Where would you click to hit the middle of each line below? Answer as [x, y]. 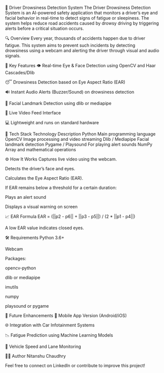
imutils [12, 287]
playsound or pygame [27, 306]
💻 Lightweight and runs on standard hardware [52, 122]
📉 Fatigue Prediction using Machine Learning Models [59, 335]
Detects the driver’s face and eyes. [40, 169]
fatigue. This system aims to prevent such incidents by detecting [70, 45]
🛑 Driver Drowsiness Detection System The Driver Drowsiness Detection [78, 8]
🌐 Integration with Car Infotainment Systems [50, 325]
